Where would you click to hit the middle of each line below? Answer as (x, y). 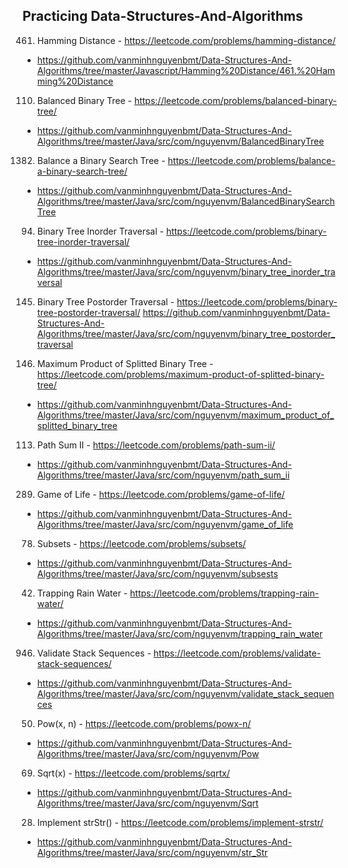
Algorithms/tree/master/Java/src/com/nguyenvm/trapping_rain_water (180, 633)
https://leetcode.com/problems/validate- (237, 653)
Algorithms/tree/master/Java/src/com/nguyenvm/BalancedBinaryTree (180, 141)
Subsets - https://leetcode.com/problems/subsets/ (141, 543)
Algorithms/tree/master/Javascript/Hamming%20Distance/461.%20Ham (186, 70)
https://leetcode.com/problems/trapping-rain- (225, 593)
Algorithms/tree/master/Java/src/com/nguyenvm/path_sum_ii (163, 475)
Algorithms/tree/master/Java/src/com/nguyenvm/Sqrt (147, 803)
